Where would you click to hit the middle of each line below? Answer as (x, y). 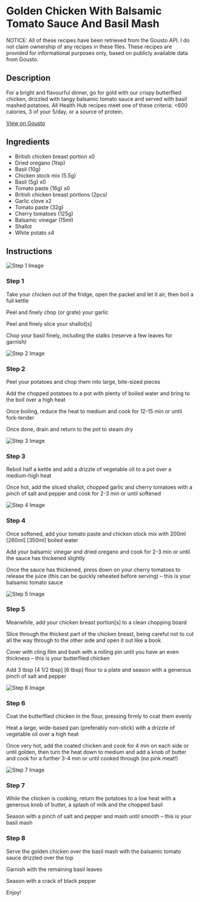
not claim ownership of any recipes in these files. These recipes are (89, 47)
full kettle (18, 301)
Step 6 (16, 703)
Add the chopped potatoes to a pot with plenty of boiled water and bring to (98, 393)
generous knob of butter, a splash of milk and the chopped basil (85, 805)
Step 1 (15, 281)
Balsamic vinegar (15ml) (44, 220)
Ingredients (28, 142)
